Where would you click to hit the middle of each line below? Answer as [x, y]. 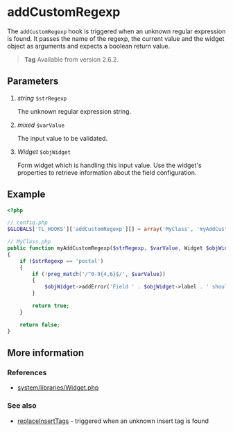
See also [22, 406]
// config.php [28, 223]
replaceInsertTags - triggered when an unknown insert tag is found [113, 421]
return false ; [40, 325]
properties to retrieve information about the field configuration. [107, 172]
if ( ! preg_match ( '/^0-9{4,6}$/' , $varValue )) [99, 274]
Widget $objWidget [44, 152]
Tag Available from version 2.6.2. [71, 59]
